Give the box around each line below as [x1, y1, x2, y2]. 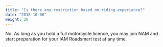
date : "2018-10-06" [5, 12, 47, 17]
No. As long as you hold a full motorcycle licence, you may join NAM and [5, 31, 158, 37]
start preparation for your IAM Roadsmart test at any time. [5, 36, 127, 42]
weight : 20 [5, 17, 29, 22]
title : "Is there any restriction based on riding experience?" [5, 7, 145, 13]
